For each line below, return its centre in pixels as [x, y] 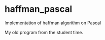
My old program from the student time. [44, 32]
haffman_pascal [38, 9]
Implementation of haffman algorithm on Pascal [53, 23]
